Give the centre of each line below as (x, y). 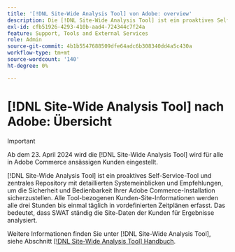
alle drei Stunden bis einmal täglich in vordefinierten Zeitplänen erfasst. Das (116, 205)
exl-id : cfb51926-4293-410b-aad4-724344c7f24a (76, 27)
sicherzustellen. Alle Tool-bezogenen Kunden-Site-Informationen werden (113, 197)
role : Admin (24, 40)
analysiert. (22, 220)
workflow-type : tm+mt (39, 53)
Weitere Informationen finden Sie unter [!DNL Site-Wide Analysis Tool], (109, 233)
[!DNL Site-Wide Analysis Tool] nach (116, 106)
